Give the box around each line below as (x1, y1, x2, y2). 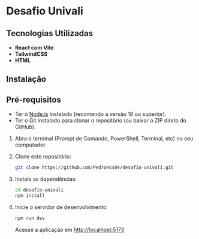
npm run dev (14, 215, 45, 221)
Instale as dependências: (14, 175, 77, 183)
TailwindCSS (14, 50, 48, 58)
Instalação (6, 74, 47, 85)
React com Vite (14, 44, 54, 51)
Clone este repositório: (14, 153, 72, 160)
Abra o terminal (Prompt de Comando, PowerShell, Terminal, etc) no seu (14, 135, 194, 142)
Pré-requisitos (6, 94, 62, 104)
